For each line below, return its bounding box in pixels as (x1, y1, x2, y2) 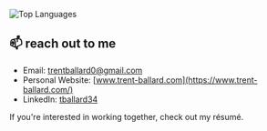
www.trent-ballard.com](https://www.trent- (95, 74, 258, 86)
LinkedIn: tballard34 (22, 94, 98, 105)
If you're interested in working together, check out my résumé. (9, 111, 244, 122)
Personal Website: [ (22, 74, 97, 86)
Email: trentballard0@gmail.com (22, 65, 143, 76)
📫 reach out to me (9, 36, 117, 52)
